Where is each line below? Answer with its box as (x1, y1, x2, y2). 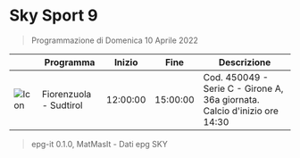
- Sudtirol (41, 99, 83, 112)
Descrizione (218, 55, 271, 68)
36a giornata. (203, 93, 261, 105)
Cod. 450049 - (203, 71, 270, 83)
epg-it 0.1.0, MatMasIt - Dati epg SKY (30, 138, 168, 149)
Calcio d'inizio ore (203, 104, 279, 117)
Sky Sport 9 (9, 5, 98, 26)
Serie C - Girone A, (203, 82, 284, 95)
